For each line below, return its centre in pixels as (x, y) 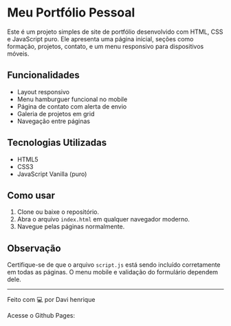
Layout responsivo (43, 91)
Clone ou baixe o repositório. (58, 212)
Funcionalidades (44, 75)
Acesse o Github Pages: (41, 316)
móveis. (18, 54)
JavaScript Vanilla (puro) (52, 174)
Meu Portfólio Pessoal (71, 13)
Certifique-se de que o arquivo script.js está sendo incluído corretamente (114, 265)
